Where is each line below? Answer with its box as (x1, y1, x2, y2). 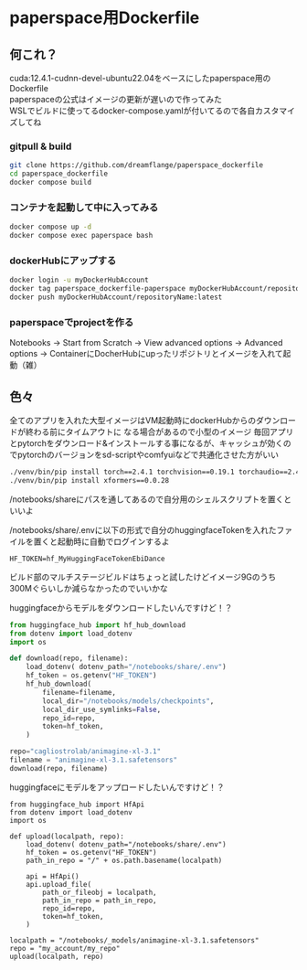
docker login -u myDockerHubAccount (9, 275, 149, 285)
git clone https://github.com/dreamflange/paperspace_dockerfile (9, 161, 263, 170)
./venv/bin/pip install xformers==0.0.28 (9, 475, 170, 485)
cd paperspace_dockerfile (9, 169, 108, 178)
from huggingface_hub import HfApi (9, 800, 145, 809)
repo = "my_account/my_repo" (9, 943, 121, 953)
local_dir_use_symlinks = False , (42, 705, 162, 714)
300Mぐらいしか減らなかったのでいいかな (9, 582, 168, 593)
